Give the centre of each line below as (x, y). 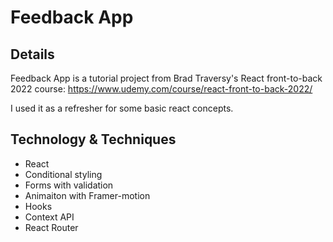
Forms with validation (69, 185)
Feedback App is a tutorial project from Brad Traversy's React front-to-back (166, 78)
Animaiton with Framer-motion (87, 195)
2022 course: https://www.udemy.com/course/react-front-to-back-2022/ (161, 89)
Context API (49, 217)
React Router (51, 227)
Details (32, 54)
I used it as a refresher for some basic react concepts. (122, 108)
